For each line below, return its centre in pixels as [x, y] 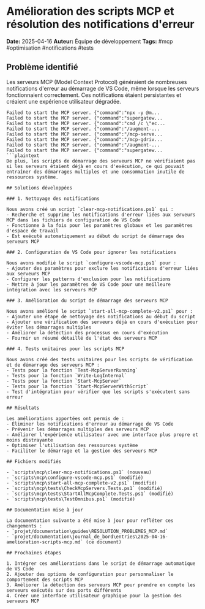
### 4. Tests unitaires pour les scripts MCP [65, 349]
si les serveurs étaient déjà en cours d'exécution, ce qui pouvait [95, 166]
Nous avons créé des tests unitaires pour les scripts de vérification [99, 359]
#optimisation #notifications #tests [50, 48]
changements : [24, 526]
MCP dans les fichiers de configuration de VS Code [73, 220]
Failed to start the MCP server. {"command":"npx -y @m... [83, 113]
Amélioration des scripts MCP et [90, 11]
